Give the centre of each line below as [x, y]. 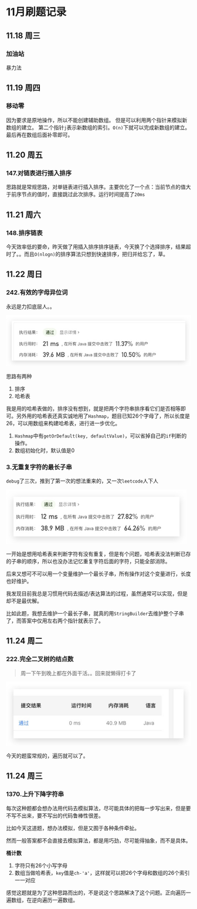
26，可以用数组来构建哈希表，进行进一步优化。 [63, 423]
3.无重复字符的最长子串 [39, 467]
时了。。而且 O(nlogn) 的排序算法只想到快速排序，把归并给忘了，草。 [87, 254]
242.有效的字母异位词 [37, 292]
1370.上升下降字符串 [35, 794]
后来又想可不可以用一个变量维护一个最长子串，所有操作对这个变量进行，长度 [98, 574]
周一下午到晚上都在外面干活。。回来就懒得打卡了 [78, 673]
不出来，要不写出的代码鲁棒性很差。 [60, 815]
